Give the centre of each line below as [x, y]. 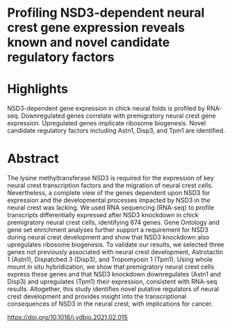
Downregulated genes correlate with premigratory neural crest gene [119, 116]
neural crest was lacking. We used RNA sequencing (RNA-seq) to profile [111, 208]
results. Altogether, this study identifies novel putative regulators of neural [113, 289]
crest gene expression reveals [96, 28]
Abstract [33, 159]
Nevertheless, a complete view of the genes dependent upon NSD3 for [109, 193]
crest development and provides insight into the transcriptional [97, 297]
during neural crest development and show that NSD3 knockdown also [108, 237]
